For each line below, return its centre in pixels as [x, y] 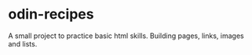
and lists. [23, 43]
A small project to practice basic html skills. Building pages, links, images [126, 36]
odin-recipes [51, 14]
